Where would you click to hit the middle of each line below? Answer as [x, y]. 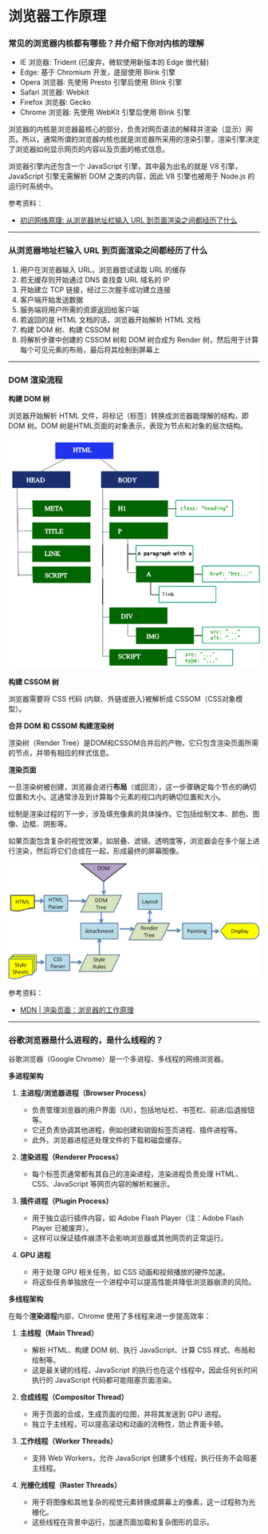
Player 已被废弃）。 [62, 1228]
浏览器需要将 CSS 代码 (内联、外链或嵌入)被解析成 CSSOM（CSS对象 [122, 699]
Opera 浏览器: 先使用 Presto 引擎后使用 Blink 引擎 [101, 82]
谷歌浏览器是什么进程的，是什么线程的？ [86, 1039]
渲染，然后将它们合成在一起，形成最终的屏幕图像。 [99, 851]
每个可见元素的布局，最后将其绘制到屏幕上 [90, 350]
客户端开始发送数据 [51, 299]
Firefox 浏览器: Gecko [55, 102]
